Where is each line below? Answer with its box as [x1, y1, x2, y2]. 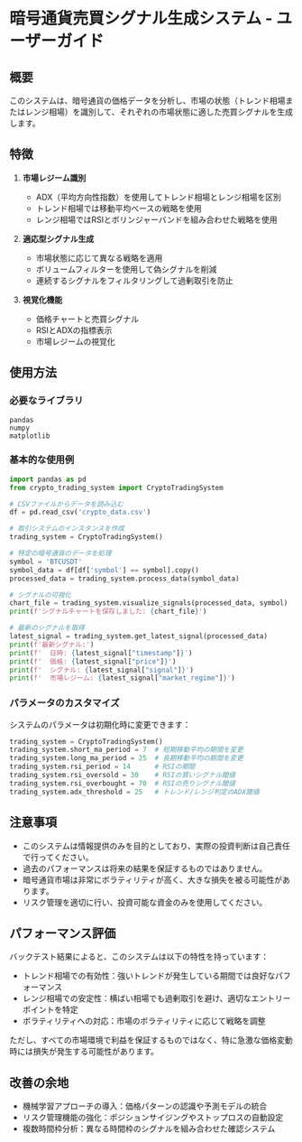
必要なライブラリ [9, 395, 84, 407]
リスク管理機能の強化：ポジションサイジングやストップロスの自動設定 [22, 1112, 284, 1123]
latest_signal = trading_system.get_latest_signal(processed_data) [9, 632, 269, 641]
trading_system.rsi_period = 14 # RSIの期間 [9, 762, 196, 772]
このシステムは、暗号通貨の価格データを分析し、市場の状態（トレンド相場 [9, 96, 286, 106]
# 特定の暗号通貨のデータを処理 [9, 549, 112, 558]
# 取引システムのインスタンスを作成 [9, 525, 124, 534]
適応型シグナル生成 [22, 233, 95, 244]
